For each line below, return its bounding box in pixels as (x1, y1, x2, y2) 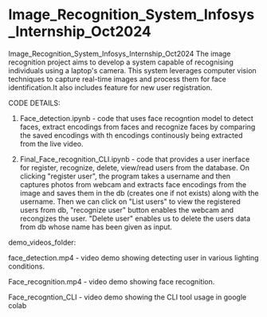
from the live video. (19, 139, 84, 148)
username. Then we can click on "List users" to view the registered (19, 197, 241, 206)
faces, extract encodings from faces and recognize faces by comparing (19, 122, 256, 131)
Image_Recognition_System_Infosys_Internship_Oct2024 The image (8, 49, 231, 58)
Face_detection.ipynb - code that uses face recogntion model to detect (19, 113, 253, 123)
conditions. (8, 261, 45, 271)
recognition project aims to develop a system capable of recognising (8, 57, 234, 67)
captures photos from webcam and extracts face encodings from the (19, 179, 247, 189)
